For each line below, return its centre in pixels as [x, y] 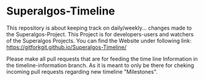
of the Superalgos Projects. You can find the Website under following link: [99, 40]
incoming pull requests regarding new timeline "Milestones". [82, 71]
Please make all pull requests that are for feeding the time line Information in [102, 59]
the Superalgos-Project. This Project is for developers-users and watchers [100, 34]
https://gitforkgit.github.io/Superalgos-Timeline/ [67, 47]
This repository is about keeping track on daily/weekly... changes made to [99, 28]
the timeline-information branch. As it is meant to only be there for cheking [100, 65]
